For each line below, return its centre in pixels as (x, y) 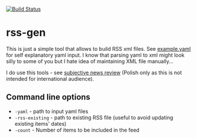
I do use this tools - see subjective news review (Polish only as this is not (94, 73)
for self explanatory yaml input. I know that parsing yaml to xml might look (95, 55)
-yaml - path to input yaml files (51, 111)
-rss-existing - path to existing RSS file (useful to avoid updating (94, 118)
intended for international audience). (50, 78)
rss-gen (26, 33)
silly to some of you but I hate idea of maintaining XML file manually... (90, 61)
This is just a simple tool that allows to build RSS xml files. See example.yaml (98, 49)
